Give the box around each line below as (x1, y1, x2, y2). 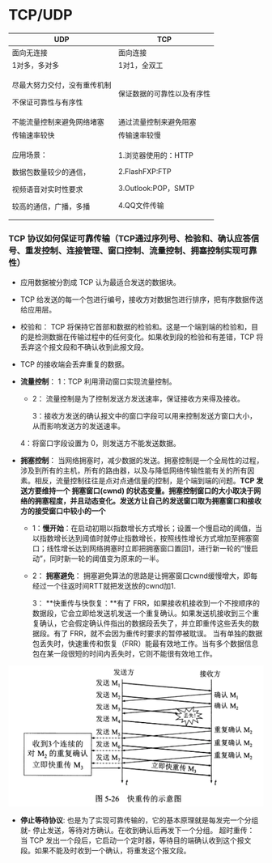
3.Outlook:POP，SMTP (118, 184, 195, 193)
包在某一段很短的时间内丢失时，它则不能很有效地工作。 (32, 648, 217, 658)
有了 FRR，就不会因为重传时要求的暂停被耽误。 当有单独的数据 (53, 628, 263, 638)
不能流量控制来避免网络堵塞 (11, 117, 104, 127)
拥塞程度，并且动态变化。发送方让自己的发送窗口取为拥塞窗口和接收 (34, 495, 261, 505)
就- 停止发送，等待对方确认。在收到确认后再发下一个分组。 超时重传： (19, 825, 255, 835)
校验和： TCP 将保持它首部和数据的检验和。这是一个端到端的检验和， (19, 321, 252, 331)
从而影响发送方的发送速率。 (32, 421, 125, 431)
